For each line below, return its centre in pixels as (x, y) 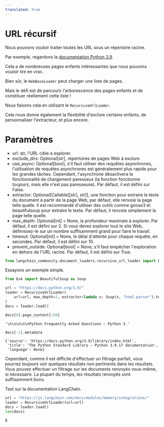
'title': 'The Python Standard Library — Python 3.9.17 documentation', (83, 345)
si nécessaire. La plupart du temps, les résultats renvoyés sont (68, 374)
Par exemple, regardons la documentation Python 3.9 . (59, 57)
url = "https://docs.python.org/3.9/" (44, 288)
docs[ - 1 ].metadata (24, 332)
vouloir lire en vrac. (24, 71)
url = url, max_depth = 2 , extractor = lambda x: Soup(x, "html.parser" (83, 297)
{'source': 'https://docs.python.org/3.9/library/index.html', (71, 341)
